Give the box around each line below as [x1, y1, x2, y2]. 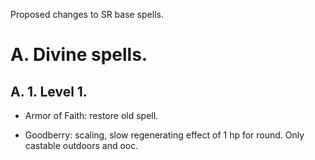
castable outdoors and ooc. [24, 140, 139, 151]
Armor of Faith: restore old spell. [24, 110, 159, 121]
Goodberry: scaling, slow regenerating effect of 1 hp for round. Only [24, 129, 305, 141]
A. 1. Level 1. [10, 83, 88, 100]
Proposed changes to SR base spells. [10, 9, 164, 20]
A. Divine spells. [10, 44, 148, 66]
